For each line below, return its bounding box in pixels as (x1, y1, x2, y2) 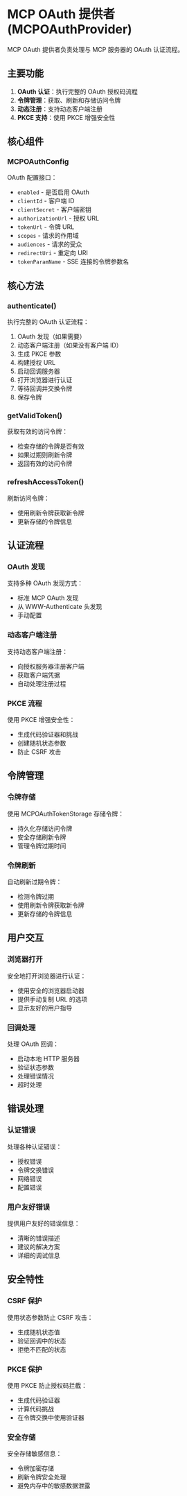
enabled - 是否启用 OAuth (17, 188, 90, 196)
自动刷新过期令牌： (7, 877, 62, 886)
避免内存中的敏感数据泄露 (17, 1481, 91, 1490)
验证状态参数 (17, 1063, 54, 1072)
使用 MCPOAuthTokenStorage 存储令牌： (7, 809, 125, 818)
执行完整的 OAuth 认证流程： (7, 318, 89, 326)
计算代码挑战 (17, 1404, 54, 1413)
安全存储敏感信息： (7, 1450, 62, 1458)
